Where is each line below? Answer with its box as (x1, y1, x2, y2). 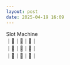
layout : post (6, 8, 38, 15)
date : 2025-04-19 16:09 (6, 14, 65, 20)
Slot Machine (6, 30, 38, 37)
